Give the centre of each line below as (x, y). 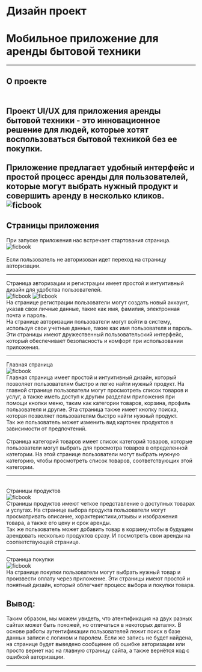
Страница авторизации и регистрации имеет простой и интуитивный (95, 283)
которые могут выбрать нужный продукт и (92, 186)
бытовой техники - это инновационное (83, 120)
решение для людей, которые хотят (78, 130)
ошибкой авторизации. (35, 657)
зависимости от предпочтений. (47, 429)
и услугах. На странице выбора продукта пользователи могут (86, 510)
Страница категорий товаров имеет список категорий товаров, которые (99, 441)
